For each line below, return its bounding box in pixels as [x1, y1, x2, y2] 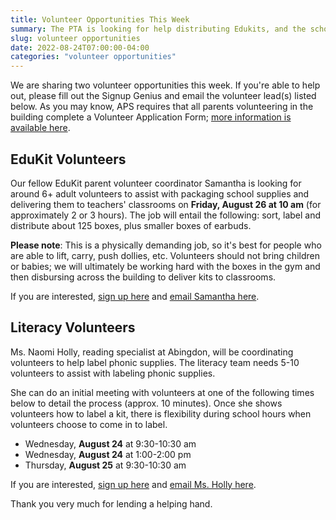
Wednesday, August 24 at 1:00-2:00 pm [24, 448, 192, 460]
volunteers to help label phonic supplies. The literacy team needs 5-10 [10, 356, 300, 368]
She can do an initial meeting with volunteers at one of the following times [10, 386, 315, 398]
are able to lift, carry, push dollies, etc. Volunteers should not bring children [10, 249, 320, 261]
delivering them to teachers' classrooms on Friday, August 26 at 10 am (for [10, 198, 322, 210]
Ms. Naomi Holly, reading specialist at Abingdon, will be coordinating [10, 346, 294, 358]
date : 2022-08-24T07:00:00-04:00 [10, 42, 150, 53]
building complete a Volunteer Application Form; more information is [10, 111, 292, 123]
